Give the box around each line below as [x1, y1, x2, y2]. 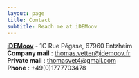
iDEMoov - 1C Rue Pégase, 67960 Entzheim [7, 42, 133, 50]
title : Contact [7, 17, 51, 23]
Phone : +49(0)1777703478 [7, 64, 86, 72]
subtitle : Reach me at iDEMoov [7, 23, 98, 30]
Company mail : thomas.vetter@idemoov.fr [7, 49, 131, 57]
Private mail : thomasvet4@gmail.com [7, 57, 116, 65]
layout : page [7, 10, 45, 17]
